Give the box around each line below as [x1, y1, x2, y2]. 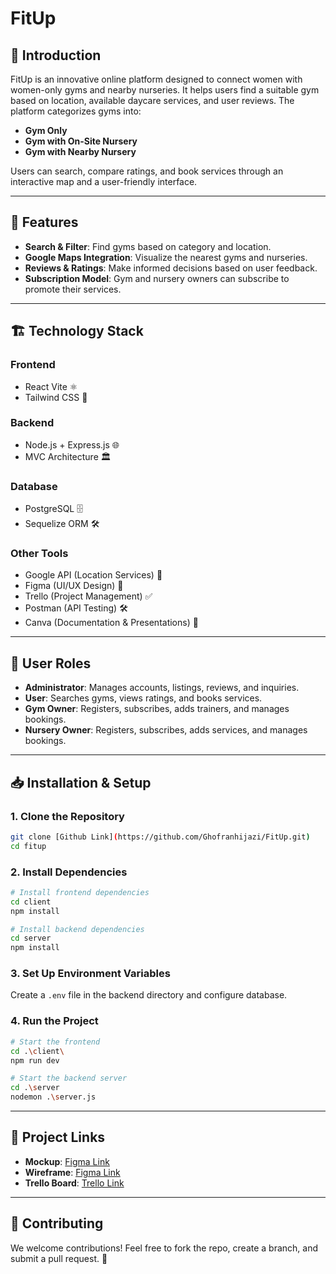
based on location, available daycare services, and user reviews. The [10, 95, 295, 106]
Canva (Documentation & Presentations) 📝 [24, 617, 199, 629]
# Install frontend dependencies [10, 887, 150, 897]
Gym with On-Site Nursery [24, 135, 138, 147]
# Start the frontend [10, 1037, 101, 1047]
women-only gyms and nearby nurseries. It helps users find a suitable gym [10, 84, 320, 96]
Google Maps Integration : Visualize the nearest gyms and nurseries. [24, 251, 308, 263]
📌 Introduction [10, 47, 102, 64]
